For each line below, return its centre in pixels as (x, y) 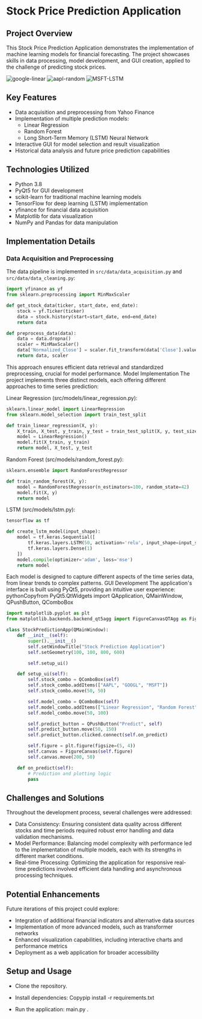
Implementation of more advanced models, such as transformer (94, 927)
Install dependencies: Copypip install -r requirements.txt (84, 997)
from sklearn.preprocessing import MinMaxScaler (68, 295)
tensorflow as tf (28, 521)
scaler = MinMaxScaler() (48, 345)
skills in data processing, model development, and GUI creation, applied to (98, 61)
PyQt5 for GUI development (49, 190)
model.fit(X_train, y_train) (54, 442)
